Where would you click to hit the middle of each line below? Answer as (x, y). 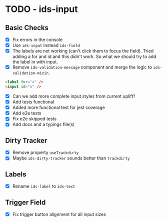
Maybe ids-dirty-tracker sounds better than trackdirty (71, 158)
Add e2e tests (27, 113)
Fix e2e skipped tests (34, 119)
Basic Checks (27, 28)
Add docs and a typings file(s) (43, 124)
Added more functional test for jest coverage (58, 107)
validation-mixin (30, 73)
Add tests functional (33, 102)
